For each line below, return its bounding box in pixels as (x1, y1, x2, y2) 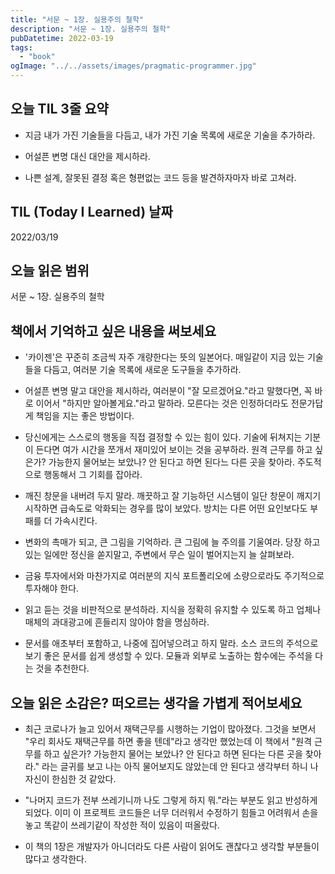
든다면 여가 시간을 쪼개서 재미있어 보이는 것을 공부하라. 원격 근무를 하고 (35, 444, 313, 456)
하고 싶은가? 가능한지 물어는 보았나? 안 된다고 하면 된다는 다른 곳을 (43, 748, 303, 760)
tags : (10, 42, 33, 53)
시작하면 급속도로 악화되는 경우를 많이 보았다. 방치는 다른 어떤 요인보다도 (24, 502, 308, 515)
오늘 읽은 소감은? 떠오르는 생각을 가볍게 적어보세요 (10, 694, 303, 711)
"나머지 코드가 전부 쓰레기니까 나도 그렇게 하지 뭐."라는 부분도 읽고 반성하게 (24, 794, 318, 806)
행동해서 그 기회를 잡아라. (43, 469, 143, 481)
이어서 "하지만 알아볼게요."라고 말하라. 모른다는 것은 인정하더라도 (35, 397, 289, 410)
